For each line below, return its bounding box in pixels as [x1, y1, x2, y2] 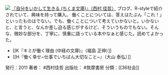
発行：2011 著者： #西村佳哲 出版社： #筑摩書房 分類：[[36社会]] [5, 64, 139, 70]
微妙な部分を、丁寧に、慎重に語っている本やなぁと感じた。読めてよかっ [14, 31, 163, 36]
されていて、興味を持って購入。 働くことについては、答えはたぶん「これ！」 [5, 12, 162, 18]
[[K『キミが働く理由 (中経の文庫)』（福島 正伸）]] [12, 48, 112, 53]
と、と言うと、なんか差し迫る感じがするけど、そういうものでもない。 [5, 24, 150, 30]
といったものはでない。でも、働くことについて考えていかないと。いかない [5, 18, 159, 24]
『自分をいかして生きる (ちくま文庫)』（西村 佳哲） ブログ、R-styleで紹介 [11, 6, 163, 11]
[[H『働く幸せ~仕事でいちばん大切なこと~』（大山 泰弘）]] [12, 54, 131, 60]
